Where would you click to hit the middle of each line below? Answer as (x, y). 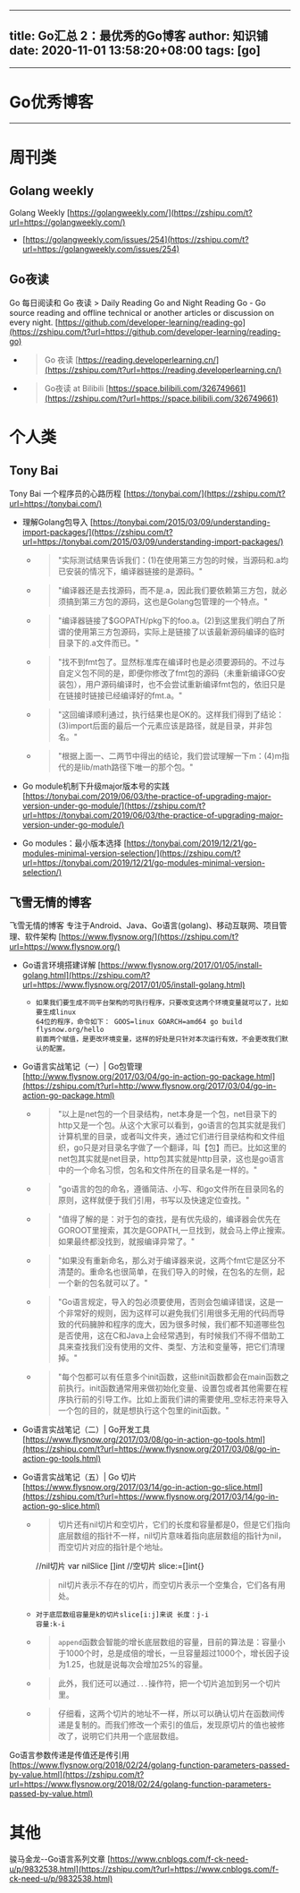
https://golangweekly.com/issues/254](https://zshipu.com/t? (137, 239)
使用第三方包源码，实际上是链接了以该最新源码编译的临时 (179, 631)
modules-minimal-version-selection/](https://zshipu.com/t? (131, 853)
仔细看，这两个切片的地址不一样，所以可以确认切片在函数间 (167, 1714)
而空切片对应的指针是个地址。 (112, 1547)
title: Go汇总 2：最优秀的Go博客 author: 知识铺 (139, 36)
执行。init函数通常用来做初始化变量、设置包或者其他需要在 (173, 1388)
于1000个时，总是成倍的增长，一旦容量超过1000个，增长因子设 (174, 1653)
